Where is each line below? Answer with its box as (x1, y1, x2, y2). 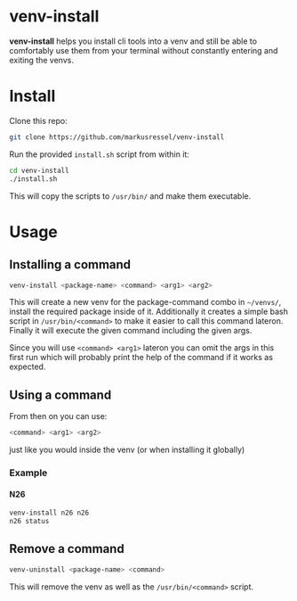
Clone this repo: (9, 115, 68, 126)
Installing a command (9, 257, 132, 273)
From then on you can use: (9, 411, 108, 422)
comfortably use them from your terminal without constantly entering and (9, 45, 278, 55)
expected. (9, 361, 46, 372)
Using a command (9, 387, 112, 402)
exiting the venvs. (9, 54, 74, 65)
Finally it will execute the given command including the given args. (9, 325, 253, 336)
